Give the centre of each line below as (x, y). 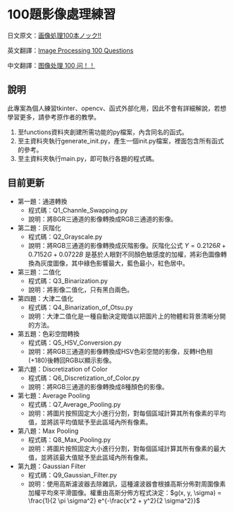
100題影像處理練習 (62, 14)
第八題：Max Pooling (48, 431)
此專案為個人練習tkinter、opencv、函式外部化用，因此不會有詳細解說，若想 (117, 108)
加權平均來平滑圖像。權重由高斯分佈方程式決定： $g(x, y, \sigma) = (125, 492)
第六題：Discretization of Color (62, 369)
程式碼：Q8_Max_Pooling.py (69, 439)
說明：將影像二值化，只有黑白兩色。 (81, 290)
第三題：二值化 (39, 272)
